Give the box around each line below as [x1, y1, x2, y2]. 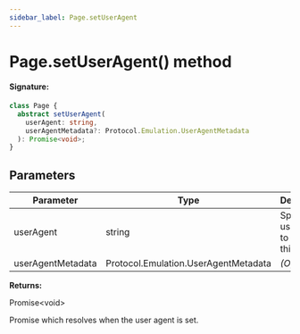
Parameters [9, 167, 76, 183]
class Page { [9, 102, 58, 111]
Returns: [9, 280, 43, 291]
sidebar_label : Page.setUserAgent [9, 13, 138, 22]
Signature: [9, 81, 49, 92]
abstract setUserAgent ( [17, 109, 105, 119]
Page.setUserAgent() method [9, 51, 232, 71]
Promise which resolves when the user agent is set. [9, 314, 199, 326]
